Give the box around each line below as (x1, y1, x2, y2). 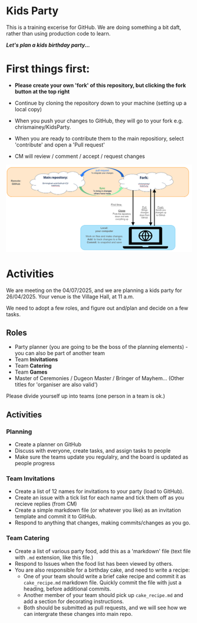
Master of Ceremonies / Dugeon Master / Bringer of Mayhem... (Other (14, 375, 185, 382)
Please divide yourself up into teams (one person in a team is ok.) (6, 392, 165, 400)
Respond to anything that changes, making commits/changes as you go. (14, 519, 191, 527)
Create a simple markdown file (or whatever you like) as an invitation (14, 507, 182, 514)
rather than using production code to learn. (6, 30, 111, 37)
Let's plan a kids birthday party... (6, 41, 90, 48)
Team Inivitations (14, 356, 58, 363)
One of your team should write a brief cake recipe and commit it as (23, 572, 186, 580)
